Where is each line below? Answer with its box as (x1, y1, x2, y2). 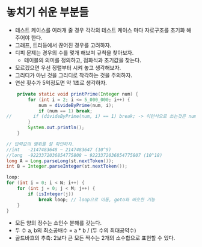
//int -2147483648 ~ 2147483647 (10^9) (6, 147, 112, 153)
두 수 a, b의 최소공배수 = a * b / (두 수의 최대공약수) (14, 227, 136, 234)
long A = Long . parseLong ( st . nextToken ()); (6, 157, 114, 164)
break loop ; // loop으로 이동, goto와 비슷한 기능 (38, 197, 155, 203)
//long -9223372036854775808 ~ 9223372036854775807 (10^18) (6, 152, 163, 158)
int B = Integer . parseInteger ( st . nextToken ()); (6, 163, 128, 169)
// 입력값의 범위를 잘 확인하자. (6, 141, 75, 147)
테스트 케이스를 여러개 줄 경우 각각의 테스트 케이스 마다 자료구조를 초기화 (14, 26, 185, 34)
